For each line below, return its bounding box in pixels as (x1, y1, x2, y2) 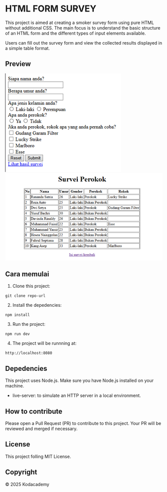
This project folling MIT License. (5, 453, 71, 459)
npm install (5, 312, 30, 318)
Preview (5, 60, 31, 68)
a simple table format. (5, 45, 50, 51)
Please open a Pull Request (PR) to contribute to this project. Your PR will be (5, 420, 162, 426)
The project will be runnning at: (12, 340, 77, 346)
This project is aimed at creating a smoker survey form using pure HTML (5, 20, 155, 26)
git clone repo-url (5, 293, 46, 298)
